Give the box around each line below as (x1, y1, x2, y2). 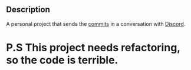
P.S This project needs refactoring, (6, 41, 181, 54)
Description (6, 5, 50, 15)
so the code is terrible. (6, 54, 118, 66)
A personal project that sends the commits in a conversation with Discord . (6, 20, 186, 27)
